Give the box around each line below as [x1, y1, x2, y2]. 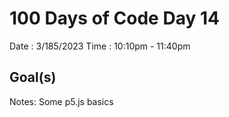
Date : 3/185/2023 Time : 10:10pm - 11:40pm [9, 40, 191, 52]
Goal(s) [9, 69, 57, 86]
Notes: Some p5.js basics [9, 95, 114, 107]
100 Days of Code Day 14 [9, 7, 220, 30]
